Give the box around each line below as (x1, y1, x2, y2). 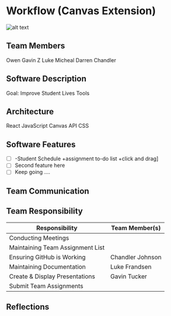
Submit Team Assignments (9, 282, 84, 290)
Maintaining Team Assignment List (9, 243, 105, 251)
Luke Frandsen (110, 262, 152, 270)
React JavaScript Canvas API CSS (6, 122, 89, 130)
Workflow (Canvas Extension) (6, 4, 156, 18)
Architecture (6, 107, 54, 117)
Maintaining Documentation (9, 262, 86, 270)
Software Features (6, 139, 76, 149)
